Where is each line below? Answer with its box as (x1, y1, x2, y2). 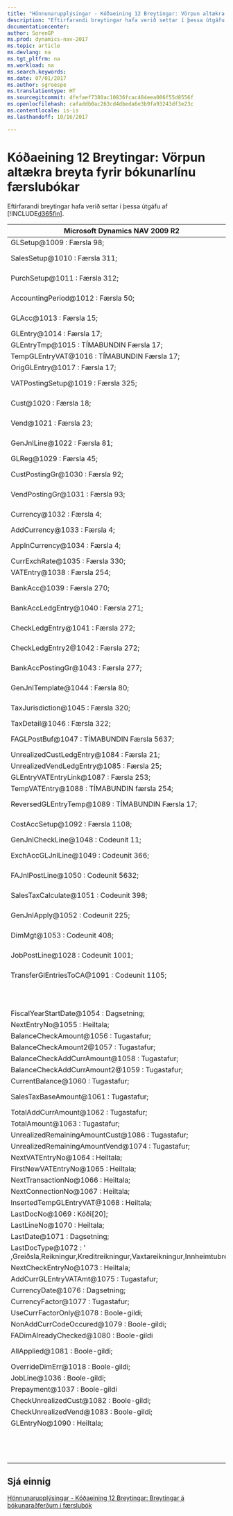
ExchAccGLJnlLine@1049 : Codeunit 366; (10, 850, 150, 860)
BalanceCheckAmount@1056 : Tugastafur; (10, 1031, 151, 1040)
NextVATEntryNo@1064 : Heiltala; (10, 1152, 123, 1162)
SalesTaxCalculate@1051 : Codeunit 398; (10, 890, 148, 900)
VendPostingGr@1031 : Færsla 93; (10, 489, 126, 499)
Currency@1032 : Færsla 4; (10, 509, 102, 519)
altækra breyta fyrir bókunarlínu (7, 164, 196, 180)
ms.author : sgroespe (7, 81, 67, 88)
